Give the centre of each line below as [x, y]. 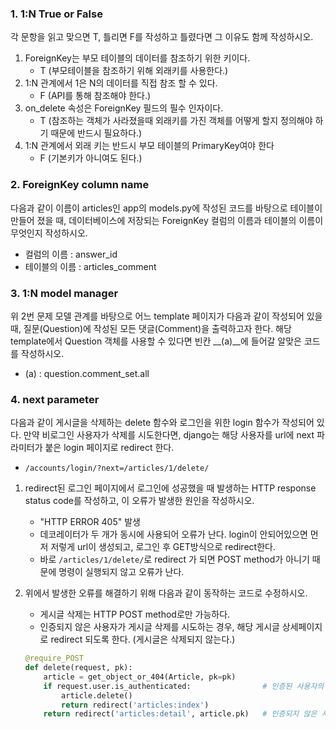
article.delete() [97, 695]
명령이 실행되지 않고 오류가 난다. [121, 572]
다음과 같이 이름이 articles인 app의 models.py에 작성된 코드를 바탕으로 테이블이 [166, 208]
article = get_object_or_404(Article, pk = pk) [140, 677]
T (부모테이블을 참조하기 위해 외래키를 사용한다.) [134, 71]
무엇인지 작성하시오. [49, 233]
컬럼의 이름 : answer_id [71, 254]
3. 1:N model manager [64, 293]
